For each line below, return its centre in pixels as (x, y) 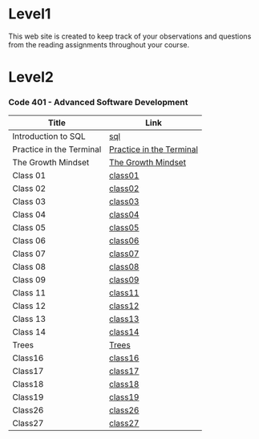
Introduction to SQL (49, 136)
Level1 (30, 14)
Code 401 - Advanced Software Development (98, 103)
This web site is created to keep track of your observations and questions (130, 36)
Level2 (31, 77)
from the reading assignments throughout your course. (99, 44)
